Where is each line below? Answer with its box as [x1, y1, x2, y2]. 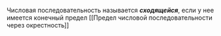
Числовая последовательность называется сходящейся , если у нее [6, 6, 214, 14]
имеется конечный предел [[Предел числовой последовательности [6, 13, 213, 22]
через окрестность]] [6, 21, 69, 29]
